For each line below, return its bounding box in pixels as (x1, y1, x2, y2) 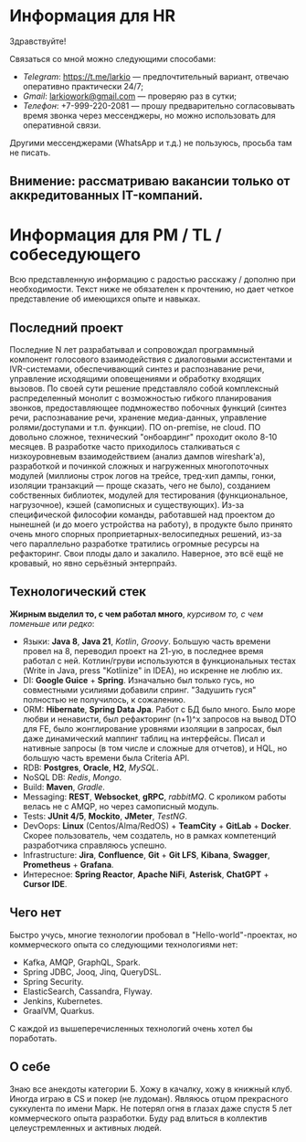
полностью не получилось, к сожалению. (22, 693, 186, 704)
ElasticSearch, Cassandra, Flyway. (22, 986, 153, 997)
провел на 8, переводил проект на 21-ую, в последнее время (22, 645, 264, 656)
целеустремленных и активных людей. (9, 1122, 163, 1133)
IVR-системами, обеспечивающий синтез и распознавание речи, (9, 364, 265, 375)
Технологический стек (9, 584, 147, 599)
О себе (9, 1059, 51, 1074)
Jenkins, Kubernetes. (22, 995, 103, 1006)
